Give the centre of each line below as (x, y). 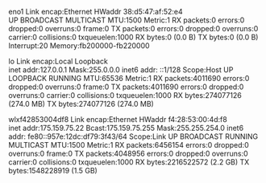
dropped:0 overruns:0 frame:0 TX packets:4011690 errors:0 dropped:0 (126, 87)
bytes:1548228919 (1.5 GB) (53, 171)
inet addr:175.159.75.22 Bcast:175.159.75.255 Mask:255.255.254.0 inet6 (126, 128)
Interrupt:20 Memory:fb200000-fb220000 (79, 46)
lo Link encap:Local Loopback (58, 61)
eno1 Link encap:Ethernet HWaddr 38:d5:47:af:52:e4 (96, 12)
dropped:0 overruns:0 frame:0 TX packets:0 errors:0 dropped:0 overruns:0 (133, 28)
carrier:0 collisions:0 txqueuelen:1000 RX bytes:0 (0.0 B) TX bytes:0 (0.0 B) (133, 37)
